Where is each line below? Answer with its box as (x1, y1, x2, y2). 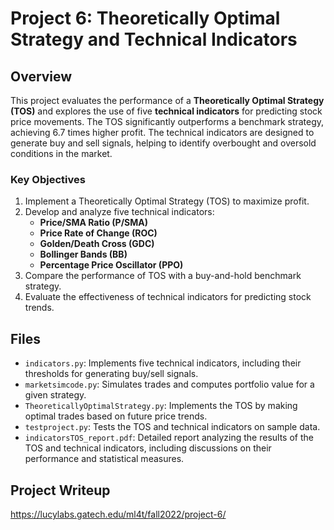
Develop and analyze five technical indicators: (24, 206, 215, 218)
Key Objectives (10, 172, 86, 186)
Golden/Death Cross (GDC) (39, 238, 155, 250)
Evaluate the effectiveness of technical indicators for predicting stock (24, 291, 312, 303)
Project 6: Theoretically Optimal (10, 7, 281, 30)
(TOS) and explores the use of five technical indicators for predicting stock (10, 105, 323, 117)
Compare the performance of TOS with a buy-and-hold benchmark (24, 270, 302, 282)
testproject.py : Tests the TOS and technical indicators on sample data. (24, 421, 321, 433)
